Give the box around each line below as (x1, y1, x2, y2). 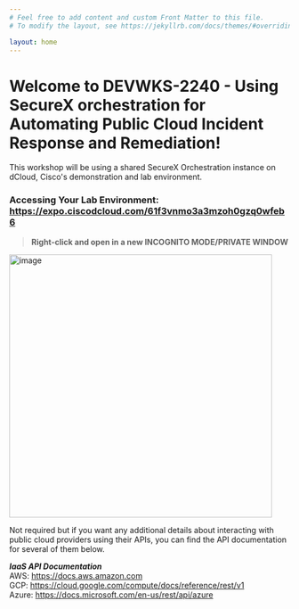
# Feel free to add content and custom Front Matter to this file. (9, 12, 265, 22)
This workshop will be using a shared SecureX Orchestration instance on (9, 162, 276, 173)
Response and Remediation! (9, 133, 221, 152)
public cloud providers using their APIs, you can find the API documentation (9, 534, 287, 545)
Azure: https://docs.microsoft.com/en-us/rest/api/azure (9, 589, 214, 600)
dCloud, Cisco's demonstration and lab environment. (9, 171, 203, 183)
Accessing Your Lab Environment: (9, 193, 159, 206)
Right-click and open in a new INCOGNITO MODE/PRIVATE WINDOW (30, 236, 289, 247)
